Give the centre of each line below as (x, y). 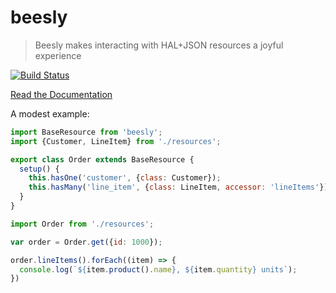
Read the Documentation (61, 94)
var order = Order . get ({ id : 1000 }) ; (86, 242)
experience (58, 55)
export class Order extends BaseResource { (102, 159)
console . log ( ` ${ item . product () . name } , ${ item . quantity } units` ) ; (158, 269)
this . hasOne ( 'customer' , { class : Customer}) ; (125, 178)
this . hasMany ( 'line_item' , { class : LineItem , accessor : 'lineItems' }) (178, 187)
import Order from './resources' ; (82, 224)
